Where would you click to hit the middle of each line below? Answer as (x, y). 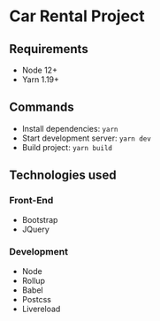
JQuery (36, 229)
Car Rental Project (77, 16)
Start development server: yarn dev (87, 138)
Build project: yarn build (67, 147)
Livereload (41, 309)
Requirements (49, 49)
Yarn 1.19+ (41, 80)
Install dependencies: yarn (70, 128)
